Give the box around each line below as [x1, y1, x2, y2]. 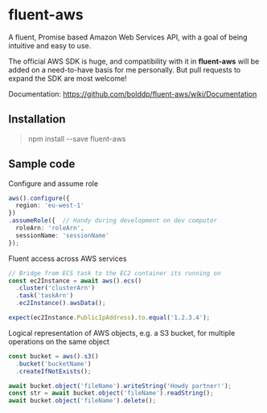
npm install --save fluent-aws [27, 134, 126, 143]
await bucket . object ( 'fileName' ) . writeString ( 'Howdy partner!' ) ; [8, 382, 232, 390]
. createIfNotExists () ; [15, 367, 92, 375]
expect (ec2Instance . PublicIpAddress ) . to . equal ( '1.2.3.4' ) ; [8, 314, 211, 322]
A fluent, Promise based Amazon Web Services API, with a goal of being [8, 32, 248, 42]
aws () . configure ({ [8, 194, 70, 202]
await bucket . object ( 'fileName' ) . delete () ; [8, 397, 157, 405]
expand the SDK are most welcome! [8, 73, 127, 83]
